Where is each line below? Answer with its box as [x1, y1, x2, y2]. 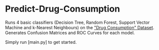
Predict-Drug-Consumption [5, 3, 120, 15]
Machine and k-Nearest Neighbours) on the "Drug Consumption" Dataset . [5, 24, 155, 30]
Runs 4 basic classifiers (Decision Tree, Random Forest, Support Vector [5, 19, 150, 25]
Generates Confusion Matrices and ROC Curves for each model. [5, 30, 135, 35]
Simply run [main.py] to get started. [5, 39, 77, 45]
